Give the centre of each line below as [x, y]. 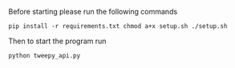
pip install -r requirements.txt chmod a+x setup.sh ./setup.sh [118, 26]
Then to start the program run [57, 41]
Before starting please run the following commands [93, 12]
